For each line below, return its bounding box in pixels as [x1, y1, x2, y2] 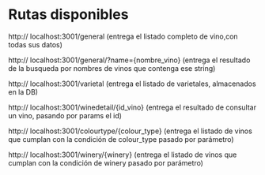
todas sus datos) [8, 39, 63, 49]
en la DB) [8, 87, 38, 96]
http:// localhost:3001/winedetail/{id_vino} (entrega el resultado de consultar [8, 102, 257, 112]
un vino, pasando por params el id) [8, 110, 123, 120]
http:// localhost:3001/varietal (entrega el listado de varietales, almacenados [8, 79, 256, 88]
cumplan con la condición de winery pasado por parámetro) [8, 158, 204, 167]
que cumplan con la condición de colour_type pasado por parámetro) [8, 134, 235, 143]
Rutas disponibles [8, 6, 129, 24]
